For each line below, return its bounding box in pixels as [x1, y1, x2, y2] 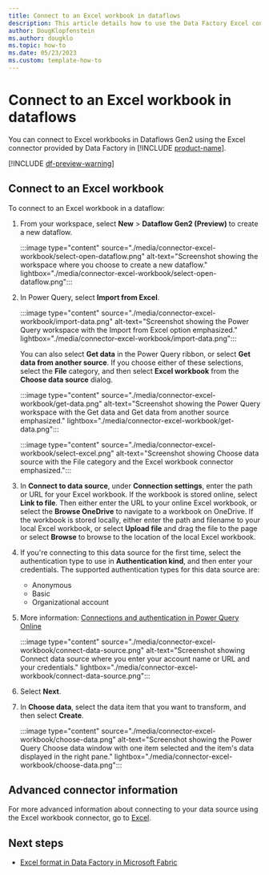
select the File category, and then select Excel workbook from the [19, 366, 239, 375]
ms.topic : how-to [8, 42, 66, 50]
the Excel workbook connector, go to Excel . [8, 813, 152, 823]
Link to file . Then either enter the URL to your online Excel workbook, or [19, 498, 258, 508]
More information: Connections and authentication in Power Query [19, 613, 239, 622]
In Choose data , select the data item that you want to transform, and [19, 702, 247, 711]
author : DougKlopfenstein [8, 26, 94, 34]
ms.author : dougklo [8, 34, 74, 43]
